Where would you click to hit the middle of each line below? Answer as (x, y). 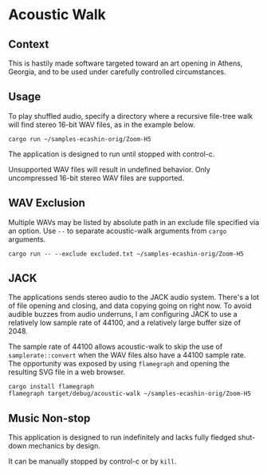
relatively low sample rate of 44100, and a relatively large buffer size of (125, 323)
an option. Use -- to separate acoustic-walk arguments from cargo (118, 231)
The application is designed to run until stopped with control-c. (112, 154)
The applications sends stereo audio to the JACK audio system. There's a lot (134, 298)
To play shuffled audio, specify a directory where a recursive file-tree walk (131, 116)
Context (29, 44)
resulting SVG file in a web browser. (67, 372)
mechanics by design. (65, 446)
